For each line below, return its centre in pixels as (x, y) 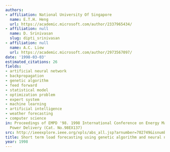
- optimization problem (30, 95)
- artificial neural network (36, 71)
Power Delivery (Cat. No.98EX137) (46, 128)
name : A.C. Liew (27, 48)
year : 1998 (17, 142)
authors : (14, 10)
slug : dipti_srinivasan (35, 39)
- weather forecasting (29, 114)
